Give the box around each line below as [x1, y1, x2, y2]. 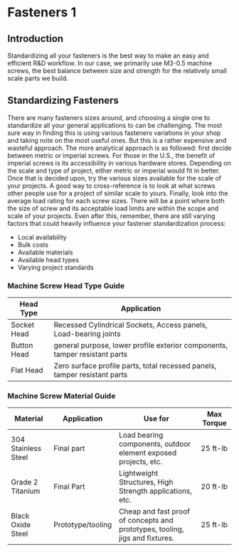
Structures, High [118, 477, 174, 487]
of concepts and [118, 516, 174, 526]
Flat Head [11, 365, 43, 375]
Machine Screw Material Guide [7, 391, 116, 401]
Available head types [17, 255, 80, 264]
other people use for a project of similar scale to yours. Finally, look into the [7, 189, 228, 197]
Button [11, 340, 33, 350]
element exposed [118, 448, 177, 458]
